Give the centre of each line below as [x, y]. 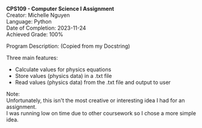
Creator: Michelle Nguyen [38, 15]
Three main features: [32, 58]
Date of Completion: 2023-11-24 [46, 28]
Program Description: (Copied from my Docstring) [68, 46]
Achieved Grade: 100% [35, 34]
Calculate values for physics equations [63, 69]
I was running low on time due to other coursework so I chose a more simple [101, 113]
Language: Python [29, 21]
